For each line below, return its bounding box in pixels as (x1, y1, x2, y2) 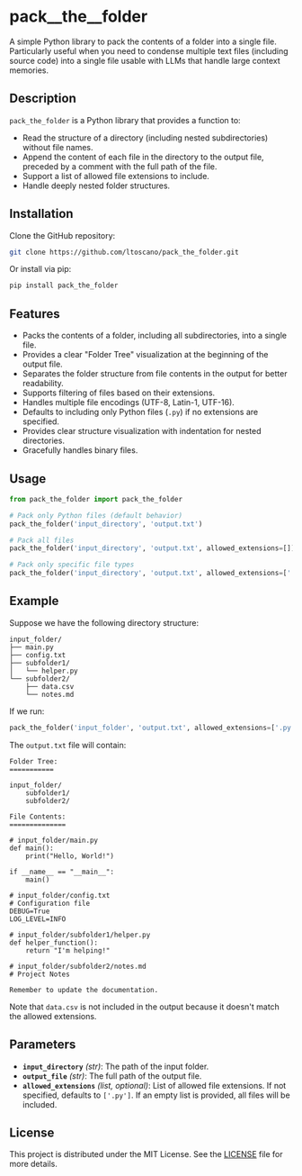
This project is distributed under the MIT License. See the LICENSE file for (9, 1149, 283, 1160)
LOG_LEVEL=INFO (9, 914, 67, 924)
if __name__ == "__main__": (9, 867, 115, 876)
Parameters (9, 1037, 76, 1053)
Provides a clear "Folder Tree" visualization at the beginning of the (22, 349, 269, 360)
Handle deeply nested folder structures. (22, 180, 171, 191)
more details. (9, 1159, 58, 1170)
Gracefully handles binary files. (22, 445, 138, 456)
